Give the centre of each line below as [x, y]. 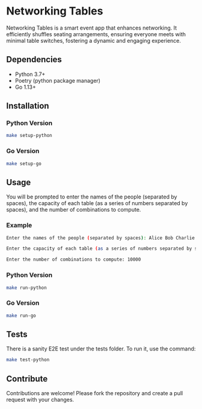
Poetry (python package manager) [58, 80]
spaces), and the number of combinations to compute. [74, 210]
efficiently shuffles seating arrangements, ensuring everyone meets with [96, 34]
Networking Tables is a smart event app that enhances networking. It [92, 28]
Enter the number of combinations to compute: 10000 [74, 260]
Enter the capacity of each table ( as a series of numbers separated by [99, 249]
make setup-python [29, 136]
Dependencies [34, 59]
